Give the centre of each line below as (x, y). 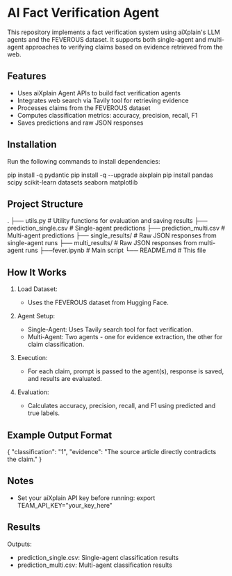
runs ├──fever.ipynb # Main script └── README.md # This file (116, 250)
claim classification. (56, 344)
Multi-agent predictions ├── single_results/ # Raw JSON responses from (112, 235)
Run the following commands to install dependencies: (84, 161)
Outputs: (20, 544)
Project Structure (45, 204)
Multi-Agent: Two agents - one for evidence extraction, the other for (125, 337)
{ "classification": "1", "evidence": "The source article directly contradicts (112, 452)
